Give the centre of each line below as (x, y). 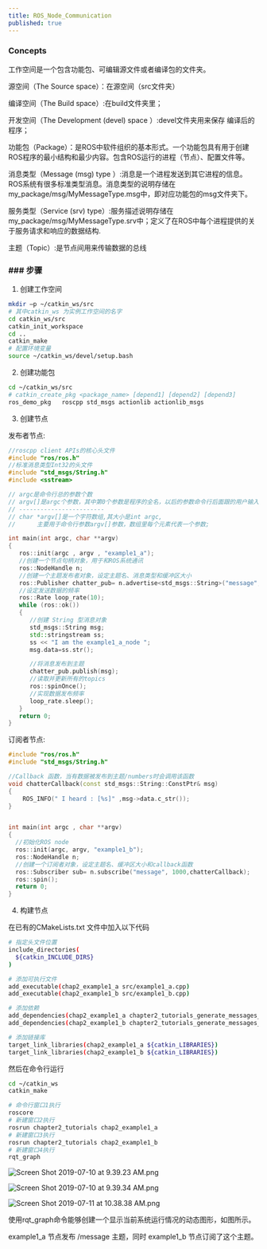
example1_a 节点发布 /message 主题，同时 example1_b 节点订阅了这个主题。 (133, 1237)
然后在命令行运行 (36, 1068)
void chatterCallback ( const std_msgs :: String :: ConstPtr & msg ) (113, 784)
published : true (35, 23)
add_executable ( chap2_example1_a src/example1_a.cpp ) (99, 986)
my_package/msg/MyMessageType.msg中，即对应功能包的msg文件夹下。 (130, 194)
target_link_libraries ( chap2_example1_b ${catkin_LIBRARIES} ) (113, 1052)
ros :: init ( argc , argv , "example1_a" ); (87, 554)
